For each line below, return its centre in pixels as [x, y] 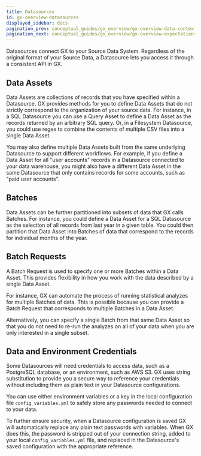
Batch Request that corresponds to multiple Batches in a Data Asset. [90, 308]
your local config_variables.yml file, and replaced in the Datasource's [93, 440]
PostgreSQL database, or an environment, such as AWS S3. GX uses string [98, 372]
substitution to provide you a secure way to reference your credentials [93, 379]
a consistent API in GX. [34, 64]
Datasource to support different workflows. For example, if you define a [94, 153]
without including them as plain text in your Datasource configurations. [93, 385]
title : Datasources [31, 12]
